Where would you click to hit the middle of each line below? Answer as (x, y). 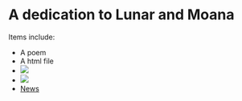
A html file (37, 61)
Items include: (32, 37)
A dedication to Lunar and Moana (121, 15)
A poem (33, 52)
